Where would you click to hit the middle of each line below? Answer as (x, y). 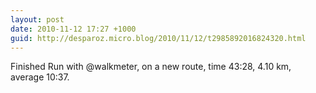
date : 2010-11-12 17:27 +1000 (73, 29)
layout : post (37, 19)
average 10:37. (40, 77)
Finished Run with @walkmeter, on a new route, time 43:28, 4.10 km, (151, 67)
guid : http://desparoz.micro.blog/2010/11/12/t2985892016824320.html (158, 38)
